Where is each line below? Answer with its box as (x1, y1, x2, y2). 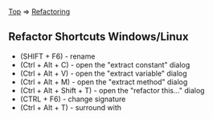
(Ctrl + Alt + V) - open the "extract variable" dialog (19, 68, 187, 78)
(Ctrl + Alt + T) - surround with (19, 102, 122, 112)
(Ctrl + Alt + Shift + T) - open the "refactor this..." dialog (19, 85, 205, 95)
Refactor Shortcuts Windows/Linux (8, 30, 189, 43)
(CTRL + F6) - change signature (19, 94, 126, 104)
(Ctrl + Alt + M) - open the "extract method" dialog (19, 76, 188, 87)
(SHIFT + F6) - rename (19, 51, 96, 61)
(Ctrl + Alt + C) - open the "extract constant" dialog (19, 59, 190, 69)
